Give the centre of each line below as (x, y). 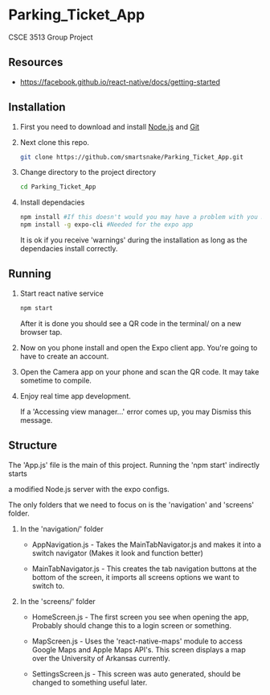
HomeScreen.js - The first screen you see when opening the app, (140, 617)
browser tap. (41, 332)
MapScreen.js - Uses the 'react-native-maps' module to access (137, 641)
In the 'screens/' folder (58, 601)
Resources (36, 62)
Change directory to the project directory (88, 172)
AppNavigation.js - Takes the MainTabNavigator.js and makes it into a (147, 544)
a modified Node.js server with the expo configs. (89, 489)
